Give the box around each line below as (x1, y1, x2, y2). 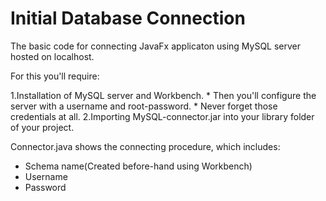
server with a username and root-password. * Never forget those (10, 100, 278, 112)
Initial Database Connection (10, 7, 246, 30)
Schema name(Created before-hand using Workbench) (24, 160, 253, 172)
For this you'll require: (10, 70, 100, 82)
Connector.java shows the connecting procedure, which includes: (10, 140, 281, 152)
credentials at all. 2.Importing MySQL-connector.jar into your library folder (10, 110, 315, 122)
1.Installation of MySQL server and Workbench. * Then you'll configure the (10, 89, 317, 101)
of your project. (10, 121, 75, 133)
